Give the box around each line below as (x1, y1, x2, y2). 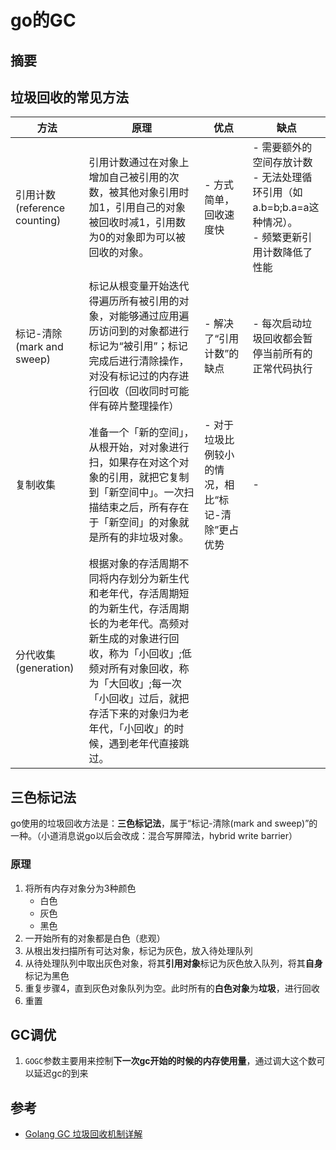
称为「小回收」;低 (108, 647, 192, 661)
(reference (15, 201, 66, 215)
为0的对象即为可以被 (88, 231, 186, 245)
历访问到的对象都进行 (88, 324, 190, 338)
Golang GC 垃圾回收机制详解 (24, 1128, 143, 1140)
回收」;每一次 (118, 677, 182, 691)
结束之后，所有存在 (98, 501, 190, 515)
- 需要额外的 (252, 141, 313, 155)
